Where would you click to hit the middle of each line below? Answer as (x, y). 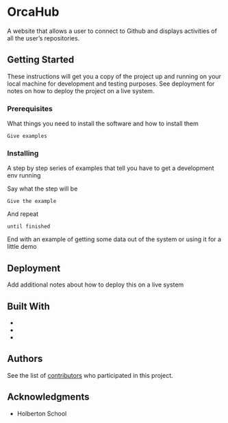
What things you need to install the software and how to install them (103, 123)
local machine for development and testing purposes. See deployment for (111, 84)
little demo (22, 247)
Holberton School (42, 413)
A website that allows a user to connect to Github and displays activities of (112, 31)
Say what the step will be (42, 189)
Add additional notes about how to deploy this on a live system (96, 285)
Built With (28, 306)
